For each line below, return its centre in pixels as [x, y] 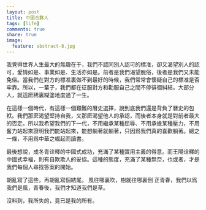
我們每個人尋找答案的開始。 [41, 167]
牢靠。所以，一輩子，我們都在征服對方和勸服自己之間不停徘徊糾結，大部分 [100, 87]
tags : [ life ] [23, 23]
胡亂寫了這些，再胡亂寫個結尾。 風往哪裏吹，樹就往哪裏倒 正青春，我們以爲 [102, 180]
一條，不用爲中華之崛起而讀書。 [47, 138]
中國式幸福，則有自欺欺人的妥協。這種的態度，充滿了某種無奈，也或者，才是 [103, 159]
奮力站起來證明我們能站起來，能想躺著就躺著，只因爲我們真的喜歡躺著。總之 [103, 131]
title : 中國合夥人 [28, 18]
